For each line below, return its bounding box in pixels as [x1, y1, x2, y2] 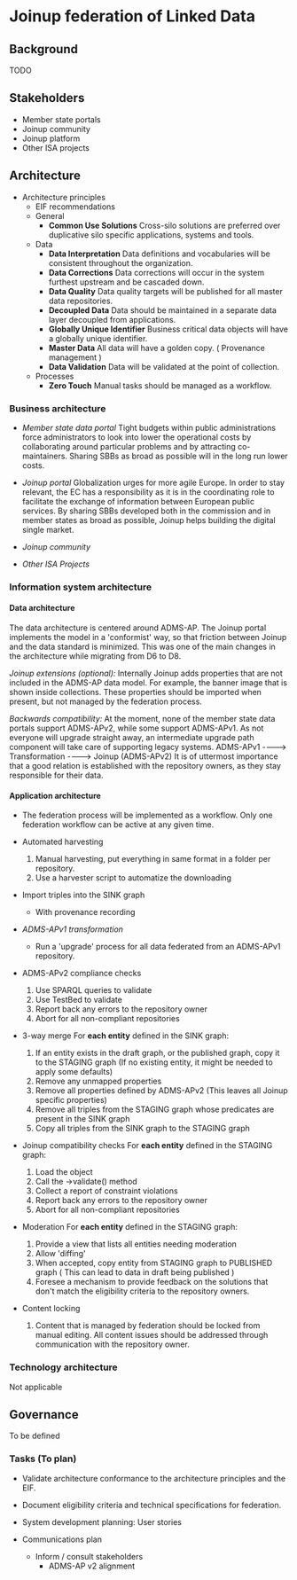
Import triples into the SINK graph [21, 889, 145, 901]
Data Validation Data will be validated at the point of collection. [48, 361, 280, 372]
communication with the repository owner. [35, 1339, 191, 1349]
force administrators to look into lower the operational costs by [21, 432, 252, 442]
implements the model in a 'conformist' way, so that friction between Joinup [9, 632, 287, 643]
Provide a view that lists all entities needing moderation [35, 1239, 238, 1249]
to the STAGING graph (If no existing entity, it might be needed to [35, 1057, 273, 1068]
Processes [35, 371, 74, 381]
